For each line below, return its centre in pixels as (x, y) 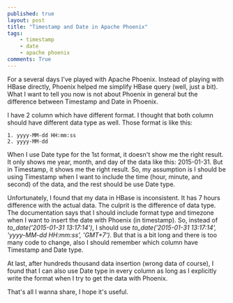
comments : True (29, 59)
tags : (15, 33)
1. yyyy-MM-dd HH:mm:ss (42, 135)
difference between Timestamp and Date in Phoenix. (83, 101)
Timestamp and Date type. (45, 250)
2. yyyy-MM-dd (28, 141)
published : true (31, 14)
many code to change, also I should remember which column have (103, 242)
